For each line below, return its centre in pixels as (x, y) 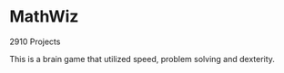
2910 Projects (35, 41)
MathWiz (44, 17)
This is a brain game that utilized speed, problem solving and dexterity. (142, 59)
